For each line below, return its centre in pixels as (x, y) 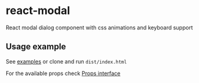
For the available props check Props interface (63, 73)
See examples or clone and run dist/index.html (66, 61)
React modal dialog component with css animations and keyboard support (99, 27)
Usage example (36, 47)
